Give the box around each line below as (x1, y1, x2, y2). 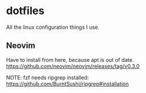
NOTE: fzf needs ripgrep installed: (6, 74, 89, 81)
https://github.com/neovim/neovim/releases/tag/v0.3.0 (6, 62, 140, 69)
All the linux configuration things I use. (6, 24, 100, 31)
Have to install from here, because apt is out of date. (6, 56, 134, 63)
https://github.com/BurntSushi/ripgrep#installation (6, 80, 129, 87)
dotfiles (6, 4, 45, 18)
